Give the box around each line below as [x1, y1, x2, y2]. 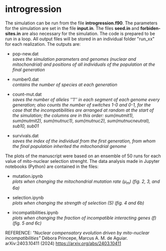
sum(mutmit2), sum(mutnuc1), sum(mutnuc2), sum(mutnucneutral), [12, 118, 150, 124]
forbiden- [140, 25, 161, 31]
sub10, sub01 [12, 123, 39, 129]
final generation [12, 66, 45, 73]
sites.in [5, 30, 21, 36]
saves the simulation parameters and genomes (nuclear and [12, 56, 136, 62]
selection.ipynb [12, 194, 44, 200]
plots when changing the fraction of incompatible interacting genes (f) [12, 215, 157, 221]
